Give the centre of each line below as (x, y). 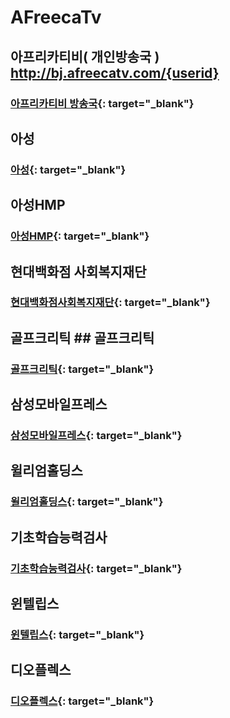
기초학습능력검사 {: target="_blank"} (96, 568)
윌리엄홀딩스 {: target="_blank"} (87, 502)
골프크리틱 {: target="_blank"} (82, 369)
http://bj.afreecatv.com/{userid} (115, 72)
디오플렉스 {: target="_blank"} (82, 701)
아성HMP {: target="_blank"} (80, 236)
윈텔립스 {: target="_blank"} (77, 634)
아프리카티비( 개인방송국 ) (85, 56)
